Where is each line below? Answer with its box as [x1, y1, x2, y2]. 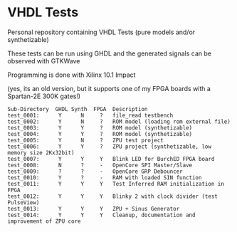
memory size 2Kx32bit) [7, 149, 75, 157]
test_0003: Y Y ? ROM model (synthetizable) [7, 124, 193, 132]
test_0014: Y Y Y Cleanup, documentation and [7, 211, 196, 218]
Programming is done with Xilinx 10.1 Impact [7, 70, 136, 79]
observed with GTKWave [7, 56, 80, 65]
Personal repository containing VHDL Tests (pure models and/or [7, 28, 196, 36]
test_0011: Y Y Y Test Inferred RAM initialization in [7, 180, 224, 187]
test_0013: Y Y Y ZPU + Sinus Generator [7, 205, 180, 212]
